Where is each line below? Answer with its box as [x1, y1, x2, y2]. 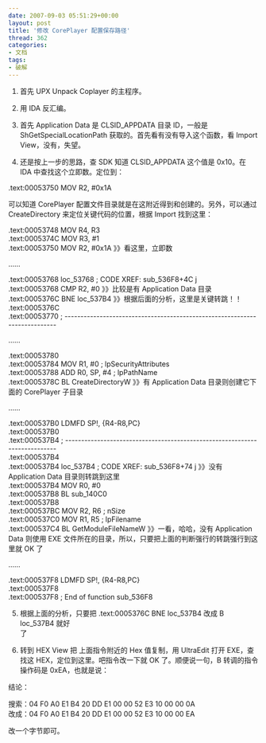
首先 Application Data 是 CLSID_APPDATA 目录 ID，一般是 [19, 120, 208, 130]
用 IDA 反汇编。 [19, 103, 71, 112]
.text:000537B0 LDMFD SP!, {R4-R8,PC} [8, 418, 141, 428]
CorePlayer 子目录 [23, 387, 83, 397]
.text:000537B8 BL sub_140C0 [8, 489, 107, 499]
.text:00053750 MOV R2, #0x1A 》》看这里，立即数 [8, 243, 173, 252]
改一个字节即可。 [8, 725, 64, 735]
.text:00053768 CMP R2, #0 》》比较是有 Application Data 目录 [8, 284, 212, 293]
